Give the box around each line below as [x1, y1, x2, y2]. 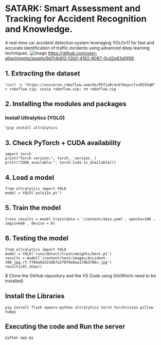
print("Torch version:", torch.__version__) [5, 156, 97, 161]
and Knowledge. [5, 24, 73, 35]
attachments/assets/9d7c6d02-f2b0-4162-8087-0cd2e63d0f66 [5, 55, 134, 61]
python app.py [5, 335, 34, 340]
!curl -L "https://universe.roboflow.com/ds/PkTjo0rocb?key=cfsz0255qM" [5, 82, 156, 87]
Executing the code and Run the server [5, 322, 125, 330]
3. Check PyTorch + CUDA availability [5, 138, 121, 147]
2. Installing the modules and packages [5, 100, 126, 108]
